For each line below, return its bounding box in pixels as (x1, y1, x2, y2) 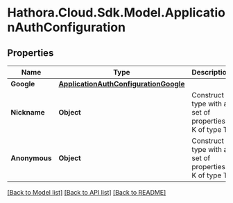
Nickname (10, 108, 45, 117)
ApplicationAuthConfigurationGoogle (58, 79, 185, 88)
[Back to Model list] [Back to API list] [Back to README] (7, 188, 166, 196)
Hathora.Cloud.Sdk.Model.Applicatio (7, 5, 225, 21)
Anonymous (10, 153, 52, 163)
